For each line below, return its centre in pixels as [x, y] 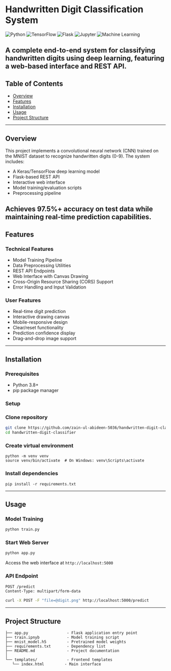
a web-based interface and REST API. [66, 67]
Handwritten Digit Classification [74, 9]
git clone [16, 428]
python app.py [20, 553]
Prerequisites [22, 374]
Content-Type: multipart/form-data [43, 591]
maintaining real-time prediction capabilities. [78, 217]
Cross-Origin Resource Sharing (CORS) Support [63, 282]
